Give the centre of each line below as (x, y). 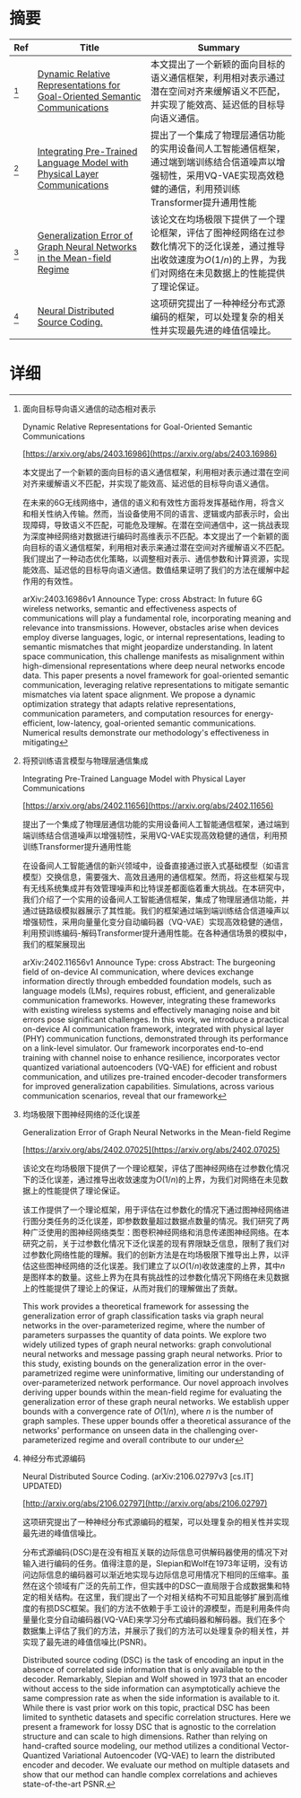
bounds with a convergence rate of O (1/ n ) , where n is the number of (148, 1411)
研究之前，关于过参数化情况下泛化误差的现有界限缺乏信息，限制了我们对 (155, 1243)
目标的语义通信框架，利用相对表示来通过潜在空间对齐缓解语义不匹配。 (159, 547)
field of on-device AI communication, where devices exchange (138, 972)
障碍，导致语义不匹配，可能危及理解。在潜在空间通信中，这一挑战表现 (159, 524)
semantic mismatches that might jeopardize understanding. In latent (147, 647)
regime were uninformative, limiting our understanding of (179, 1373)
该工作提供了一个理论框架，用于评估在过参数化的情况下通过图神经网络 (152, 1210)
